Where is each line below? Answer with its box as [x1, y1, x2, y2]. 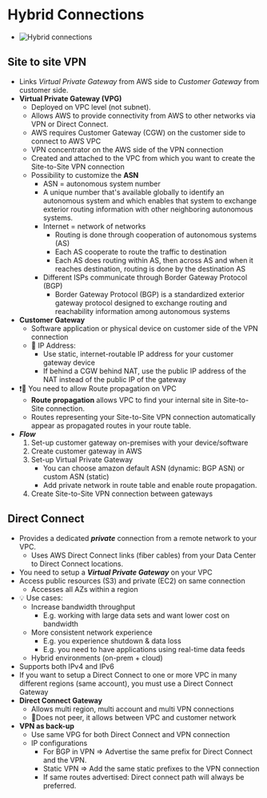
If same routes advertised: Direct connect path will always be [42, 772, 245, 782]
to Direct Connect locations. [30, 558, 124, 568]
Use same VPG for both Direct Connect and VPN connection [30, 729, 230, 739]
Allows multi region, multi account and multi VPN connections [30, 703, 235, 714]
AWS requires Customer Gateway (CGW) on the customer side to [30, 127, 245, 137]
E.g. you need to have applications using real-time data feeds [42, 644, 245, 654]
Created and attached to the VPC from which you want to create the [30, 153, 256, 163]
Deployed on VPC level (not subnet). [30, 102, 151, 111]
